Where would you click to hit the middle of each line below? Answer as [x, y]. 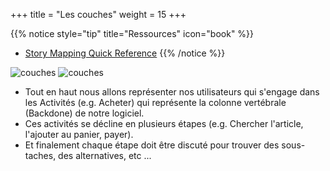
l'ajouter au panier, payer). [79, 134]
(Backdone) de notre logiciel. [84, 113]
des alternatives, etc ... [105, 155]
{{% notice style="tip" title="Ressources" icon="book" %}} [132, 33]
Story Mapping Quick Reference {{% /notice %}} [125, 53]
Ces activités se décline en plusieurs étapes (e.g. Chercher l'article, [164, 123]
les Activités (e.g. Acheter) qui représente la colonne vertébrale [155, 102]
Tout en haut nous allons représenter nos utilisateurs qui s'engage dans [172, 92]
